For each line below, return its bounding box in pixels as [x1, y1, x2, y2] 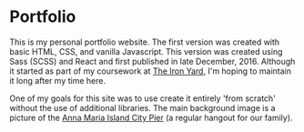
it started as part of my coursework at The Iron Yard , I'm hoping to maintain [9, 66, 291, 76]
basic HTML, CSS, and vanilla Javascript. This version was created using [9, 46, 283, 56]
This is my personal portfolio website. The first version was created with [9, 36, 280, 47]
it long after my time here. [9, 75, 106, 86]
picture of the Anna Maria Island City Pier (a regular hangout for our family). [9, 112, 293, 123]
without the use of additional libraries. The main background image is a [9, 102, 276, 113]
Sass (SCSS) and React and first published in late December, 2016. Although [9, 56, 296, 66]
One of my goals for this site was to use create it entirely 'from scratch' [9, 93, 276, 104]
